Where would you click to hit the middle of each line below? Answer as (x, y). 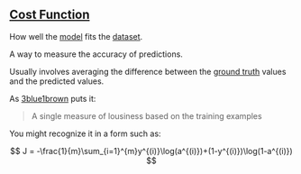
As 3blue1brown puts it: (53, 98)
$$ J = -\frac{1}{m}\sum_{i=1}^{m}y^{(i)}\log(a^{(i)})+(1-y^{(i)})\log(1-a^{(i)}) (151, 151)
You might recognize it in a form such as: (85, 133)
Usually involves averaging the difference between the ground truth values (148, 71)
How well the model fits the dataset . (76, 36)
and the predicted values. (57, 81)
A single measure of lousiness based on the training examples (147, 115)
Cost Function (50, 15)
